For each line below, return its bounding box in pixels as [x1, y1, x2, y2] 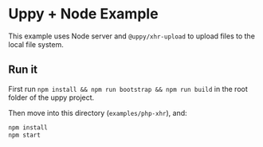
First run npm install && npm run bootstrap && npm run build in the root [8, 84, 249, 93]
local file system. [8, 39, 64, 49]
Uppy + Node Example [8, 5, 159, 23]
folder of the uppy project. [8, 93, 95, 102]
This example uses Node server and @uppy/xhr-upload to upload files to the [8, 31, 255, 41]
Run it [8, 63, 38, 77]
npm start [8, 131, 41, 139]
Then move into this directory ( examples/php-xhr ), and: [8, 108, 187, 117]
